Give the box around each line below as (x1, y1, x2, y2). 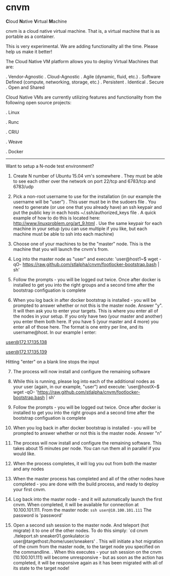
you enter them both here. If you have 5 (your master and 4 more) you (13, 318, 159, 325)
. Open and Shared (6, 84, 45, 90)
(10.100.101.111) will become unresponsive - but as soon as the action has (13, 554, 164, 560)
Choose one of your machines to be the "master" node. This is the (13, 241, 151, 247)
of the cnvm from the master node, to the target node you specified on (13, 543, 160, 550)
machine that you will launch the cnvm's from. (13, 246, 109, 252)
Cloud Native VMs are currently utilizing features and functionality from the (6, 94, 162, 100)
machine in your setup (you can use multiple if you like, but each (13, 226, 148, 232)
